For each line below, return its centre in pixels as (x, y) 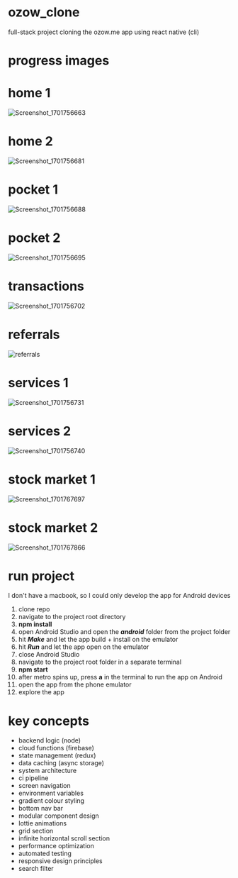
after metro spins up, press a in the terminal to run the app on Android (120, 677)
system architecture (47, 771)
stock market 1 (52, 479)
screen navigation (45, 786)
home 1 (29, 93)
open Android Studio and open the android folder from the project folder (124, 632)
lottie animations (42, 823)
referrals (34, 335)
